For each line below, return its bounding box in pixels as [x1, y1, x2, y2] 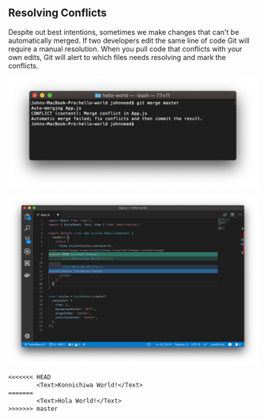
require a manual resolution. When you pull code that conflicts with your [8, 43, 243, 54]
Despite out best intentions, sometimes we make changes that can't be [8, 27, 239, 36]
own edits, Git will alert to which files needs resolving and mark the [8, 52, 227, 62]
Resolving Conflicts [8, 6, 107, 20]
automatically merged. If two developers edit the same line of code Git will [8, 36, 250, 45]
